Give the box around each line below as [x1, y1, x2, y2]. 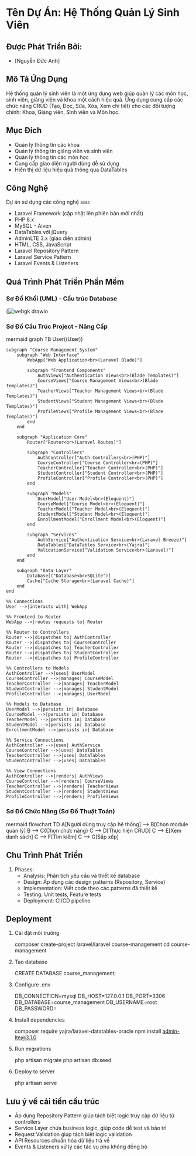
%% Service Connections [6, 737, 64, 743]
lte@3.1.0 [14, 1034, 37, 1041]
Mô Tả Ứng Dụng [6, 74, 68, 84]
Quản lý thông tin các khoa [14, 141, 80, 148]
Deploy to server [14, 1068, 55, 1075]
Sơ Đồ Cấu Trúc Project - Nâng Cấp [6, 323, 108, 331]
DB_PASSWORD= [14, 1005, 57, 1012]
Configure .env [14, 981, 51, 988]
